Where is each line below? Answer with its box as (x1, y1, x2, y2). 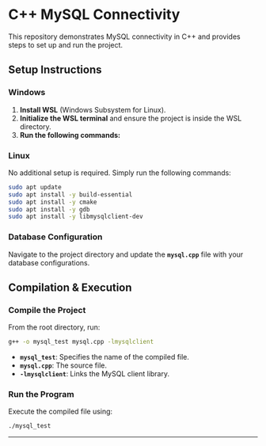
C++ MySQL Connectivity (8, 6, 180, 24)
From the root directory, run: (8, 322, 101, 332)
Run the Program (8, 389, 74, 400)
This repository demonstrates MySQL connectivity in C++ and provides (8, 32, 241, 41)
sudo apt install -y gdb (8, 205, 90, 213)
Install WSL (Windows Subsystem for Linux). (19, 105, 166, 114)
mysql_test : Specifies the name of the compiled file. (19, 353, 190, 362)
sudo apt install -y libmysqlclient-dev (8, 212, 144, 221)
